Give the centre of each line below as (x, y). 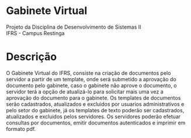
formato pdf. (21, 129)
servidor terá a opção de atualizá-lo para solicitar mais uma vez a (85, 91)
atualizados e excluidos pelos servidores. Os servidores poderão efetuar (93, 116)
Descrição (32, 57)
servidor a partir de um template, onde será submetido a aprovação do (91, 79)
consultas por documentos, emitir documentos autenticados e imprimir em (96, 123)
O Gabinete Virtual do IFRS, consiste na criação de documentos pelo (88, 73)
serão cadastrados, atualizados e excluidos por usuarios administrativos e (95, 104)
